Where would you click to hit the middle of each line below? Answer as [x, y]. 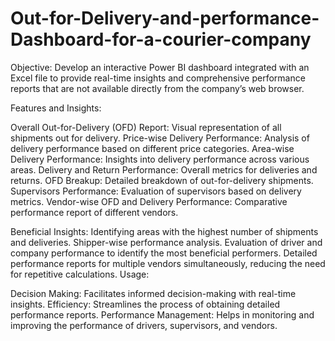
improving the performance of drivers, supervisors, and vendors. [144, 325]
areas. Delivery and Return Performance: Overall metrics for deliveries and [164, 169]
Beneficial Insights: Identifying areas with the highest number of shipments [164, 231]
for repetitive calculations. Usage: [80, 274]
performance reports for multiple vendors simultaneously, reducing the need [168, 263]
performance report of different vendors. [94, 212]
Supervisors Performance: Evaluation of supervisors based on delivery [156, 191]
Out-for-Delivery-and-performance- [165, 18]
